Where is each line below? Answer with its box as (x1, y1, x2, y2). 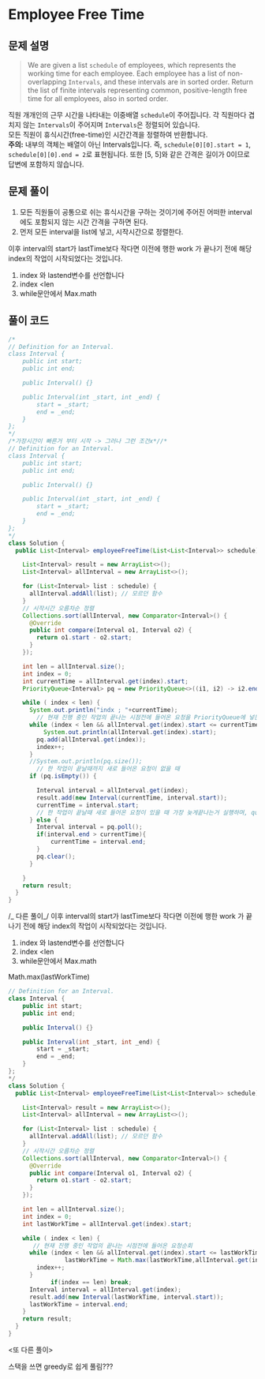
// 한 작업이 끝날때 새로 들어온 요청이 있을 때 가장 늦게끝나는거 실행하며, (36, 808, 248, 816)
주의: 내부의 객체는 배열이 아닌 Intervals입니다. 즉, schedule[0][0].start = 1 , (8, 140, 251, 149)
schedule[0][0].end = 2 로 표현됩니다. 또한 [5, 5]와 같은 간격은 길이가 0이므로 (8, 150, 250, 159)
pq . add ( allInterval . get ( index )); (36, 736, 147, 744)
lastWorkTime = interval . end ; (28, 1300, 129, 1308)
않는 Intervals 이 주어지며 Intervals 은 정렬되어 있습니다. (22, 120, 200, 129)
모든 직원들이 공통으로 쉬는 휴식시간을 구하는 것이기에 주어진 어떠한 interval (19, 207, 252, 216)
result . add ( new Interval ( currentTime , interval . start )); (36, 793, 227, 802)
